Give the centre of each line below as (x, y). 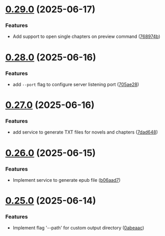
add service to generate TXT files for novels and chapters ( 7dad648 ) (85, 132)
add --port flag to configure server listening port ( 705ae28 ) (76, 84)
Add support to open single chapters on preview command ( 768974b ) (86, 36)
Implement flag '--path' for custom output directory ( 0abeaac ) (78, 228)
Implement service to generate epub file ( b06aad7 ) (67, 180)
